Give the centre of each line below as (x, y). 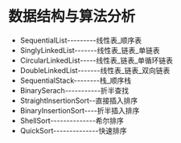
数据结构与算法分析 (72, 16)
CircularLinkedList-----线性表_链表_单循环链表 (97, 60)
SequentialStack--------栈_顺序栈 (75, 80)
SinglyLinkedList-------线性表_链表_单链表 (90, 50)
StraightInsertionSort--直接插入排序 (79, 100)
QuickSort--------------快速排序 (73, 130)
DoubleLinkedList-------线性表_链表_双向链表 (95, 70)
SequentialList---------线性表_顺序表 (81, 40)
